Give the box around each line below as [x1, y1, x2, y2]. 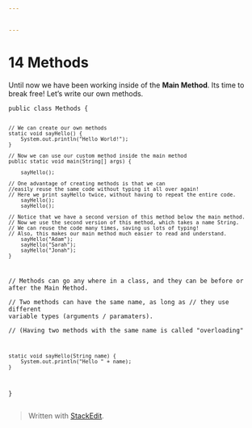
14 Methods [8, 53, 89, 71]
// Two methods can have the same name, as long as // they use [8, 299, 229, 307]
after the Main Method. [8, 284, 89, 292]
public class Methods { [8, 104, 89, 112]
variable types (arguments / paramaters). [8, 312, 153, 320]
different [8, 305, 42, 314]
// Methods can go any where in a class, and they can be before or [8, 277, 244, 286]
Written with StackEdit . [27, 411, 105, 421]
